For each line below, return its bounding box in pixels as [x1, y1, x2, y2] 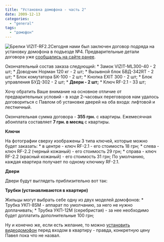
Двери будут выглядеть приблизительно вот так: [5, 178, 108, 184]
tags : [5, 26, 16, 30]
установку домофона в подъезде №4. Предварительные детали [5, 49, 140, 54]
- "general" [9, 21, 34, 26]
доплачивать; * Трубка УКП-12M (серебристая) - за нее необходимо [5, 207, 149, 213]
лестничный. [5, 104, 32, 110]
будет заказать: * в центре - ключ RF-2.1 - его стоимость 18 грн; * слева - [5, 143, 160, 149]
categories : [5, 16, 29, 21]
